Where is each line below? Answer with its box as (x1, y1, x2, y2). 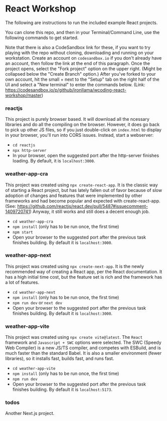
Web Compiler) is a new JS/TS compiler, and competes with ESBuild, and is (5, 345, 161, 351)
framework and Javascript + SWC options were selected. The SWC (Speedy (5, 339, 161, 346)
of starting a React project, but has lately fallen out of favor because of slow (5, 187, 162, 193)
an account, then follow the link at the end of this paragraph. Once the (5, 60, 150, 66)
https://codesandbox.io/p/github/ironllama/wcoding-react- (5, 87, 126, 93)
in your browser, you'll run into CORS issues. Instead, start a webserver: (5, 132, 154, 138)
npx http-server (12, 148, 47, 153)
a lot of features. (5, 279, 40, 285)
